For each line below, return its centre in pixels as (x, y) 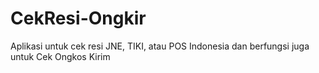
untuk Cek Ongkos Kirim (60, 56)
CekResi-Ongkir (78, 18)
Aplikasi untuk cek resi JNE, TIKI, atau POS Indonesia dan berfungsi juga (160, 46)
